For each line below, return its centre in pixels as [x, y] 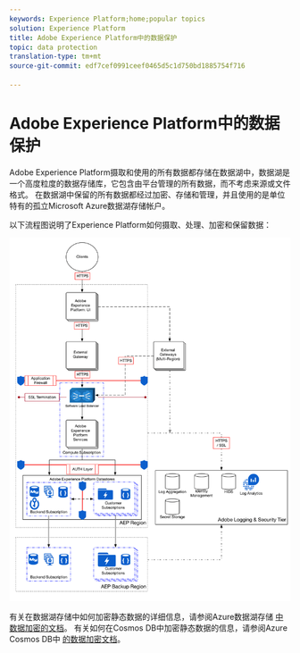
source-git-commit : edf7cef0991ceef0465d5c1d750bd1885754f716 [127, 66]
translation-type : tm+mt [55, 57]
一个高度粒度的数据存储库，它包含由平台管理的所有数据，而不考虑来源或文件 [150, 183]
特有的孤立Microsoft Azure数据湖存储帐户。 [90, 205]
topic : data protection [54, 47]
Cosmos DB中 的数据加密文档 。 [67, 640]
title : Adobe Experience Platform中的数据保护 [93, 38]
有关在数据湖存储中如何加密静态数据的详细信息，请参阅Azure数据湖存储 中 [146, 617]
